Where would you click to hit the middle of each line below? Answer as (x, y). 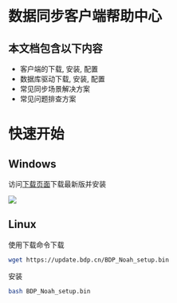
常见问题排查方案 (48, 99)
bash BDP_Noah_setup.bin (49, 291)
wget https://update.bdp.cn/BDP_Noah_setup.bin (89, 260)
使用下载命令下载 (36, 245)
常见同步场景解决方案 (55, 89)
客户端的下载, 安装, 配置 (59, 69)
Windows (32, 164)
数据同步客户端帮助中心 (85, 16)
